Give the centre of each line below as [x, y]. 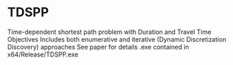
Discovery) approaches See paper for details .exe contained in [98, 47]
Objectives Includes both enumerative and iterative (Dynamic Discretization [117, 39]
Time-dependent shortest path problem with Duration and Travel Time [109, 32]
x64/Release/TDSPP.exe [43, 54]
